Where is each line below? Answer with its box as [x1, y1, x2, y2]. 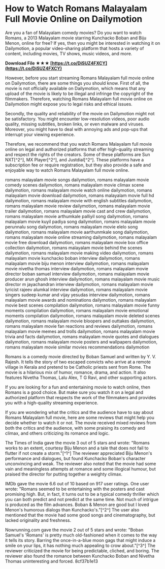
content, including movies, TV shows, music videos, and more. [5, 50, 132, 57]
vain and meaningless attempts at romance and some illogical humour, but [5, 466, 156, 472]
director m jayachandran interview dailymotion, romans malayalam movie [5, 281, 154, 287]
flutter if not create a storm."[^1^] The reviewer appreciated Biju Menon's [5, 450, 153, 456]
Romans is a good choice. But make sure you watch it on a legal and [5, 389, 144, 395]
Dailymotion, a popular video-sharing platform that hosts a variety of [5, 45, 144, 51]
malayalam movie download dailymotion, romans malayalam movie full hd [5, 192, 154, 198]
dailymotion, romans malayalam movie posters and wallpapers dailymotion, [5, 339, 158, 345]
